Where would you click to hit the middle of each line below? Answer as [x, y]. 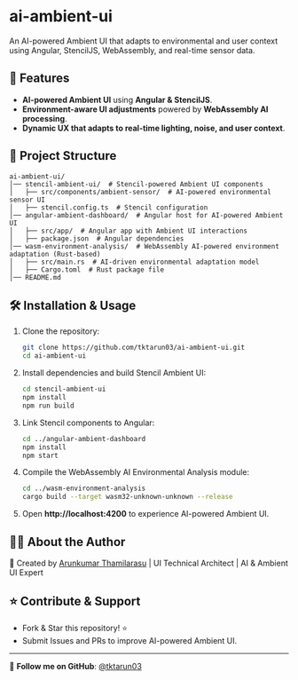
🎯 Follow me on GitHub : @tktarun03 [75, 666]
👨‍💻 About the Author [67, 542]
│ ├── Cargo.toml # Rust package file [87, 269]
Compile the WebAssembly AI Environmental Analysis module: [136, 472]
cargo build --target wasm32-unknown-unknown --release [127, 497]
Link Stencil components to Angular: [88, 423]
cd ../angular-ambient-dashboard [84, 439]
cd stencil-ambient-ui [64, 389]
